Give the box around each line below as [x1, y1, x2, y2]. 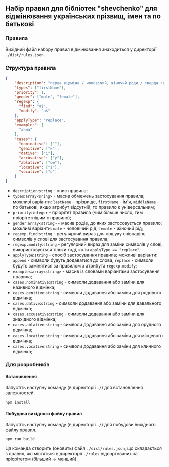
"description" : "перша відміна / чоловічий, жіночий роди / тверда [14, 80, 158, 85]
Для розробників [5, 361, 50, 368]
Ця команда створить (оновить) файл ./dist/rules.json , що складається [5, 445, 162, 451]
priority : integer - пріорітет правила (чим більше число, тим [12, 209, 143, 216]
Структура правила [5, 64, 56, 71]
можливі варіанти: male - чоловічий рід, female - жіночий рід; [12, 225, 143, 231]
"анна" [18, 127, 33, 132]
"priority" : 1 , [14, 90, 46, 95]
